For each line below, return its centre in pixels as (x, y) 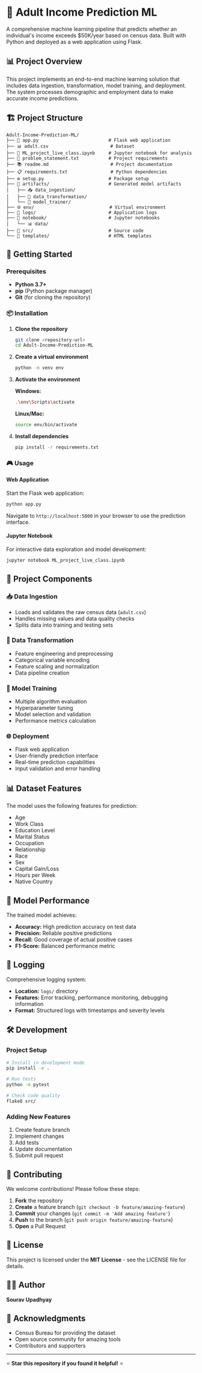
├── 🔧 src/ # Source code (75, 231)
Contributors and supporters (50, 1346)
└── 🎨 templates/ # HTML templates (79, 236)
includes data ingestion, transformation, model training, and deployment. (96, 85)
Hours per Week (35, 875)
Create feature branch (42, 1130)
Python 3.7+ (31, 284)
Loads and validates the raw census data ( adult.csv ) (80, 612)
